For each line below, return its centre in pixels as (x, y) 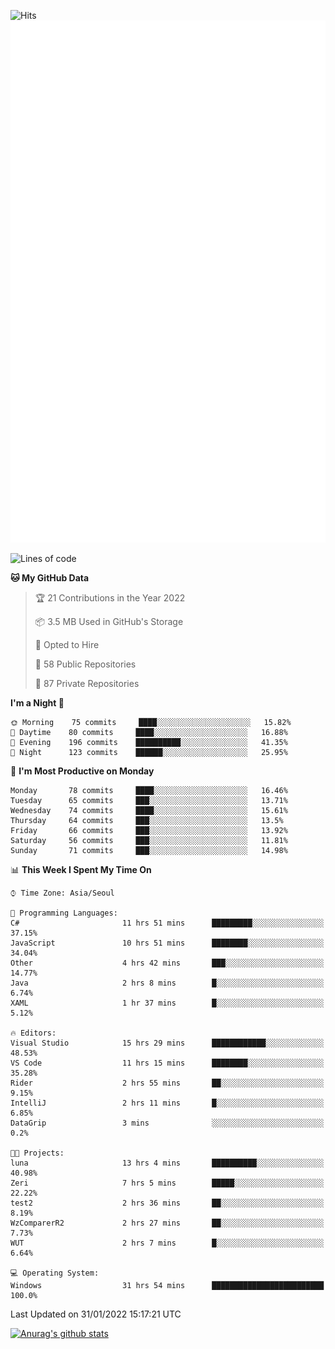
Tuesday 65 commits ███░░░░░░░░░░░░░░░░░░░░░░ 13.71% (149, 801)
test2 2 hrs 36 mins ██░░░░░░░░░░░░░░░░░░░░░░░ (167, 1203)
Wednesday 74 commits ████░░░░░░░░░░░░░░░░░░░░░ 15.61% (149, 811)
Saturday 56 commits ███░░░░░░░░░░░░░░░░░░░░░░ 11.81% (149, 841)
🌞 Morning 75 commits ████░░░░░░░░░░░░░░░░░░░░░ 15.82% (151, 723)
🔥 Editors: (33, 1033)
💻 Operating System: (55, 1273)
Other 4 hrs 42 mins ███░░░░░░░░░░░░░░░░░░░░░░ (167, 963)
